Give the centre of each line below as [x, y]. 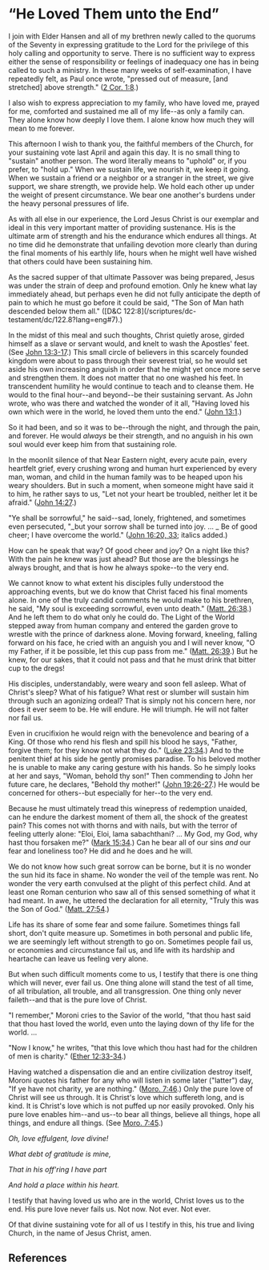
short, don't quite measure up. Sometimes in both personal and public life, [130, 933]
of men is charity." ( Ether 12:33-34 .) [67, 1056]
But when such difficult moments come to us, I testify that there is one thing [133, 974]
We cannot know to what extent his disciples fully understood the [116, 583]
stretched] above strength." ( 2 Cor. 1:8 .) [73, 87]
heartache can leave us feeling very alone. [78, 958]
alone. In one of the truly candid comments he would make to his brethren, [131, 600]
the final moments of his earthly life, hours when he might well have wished [133, 252]
